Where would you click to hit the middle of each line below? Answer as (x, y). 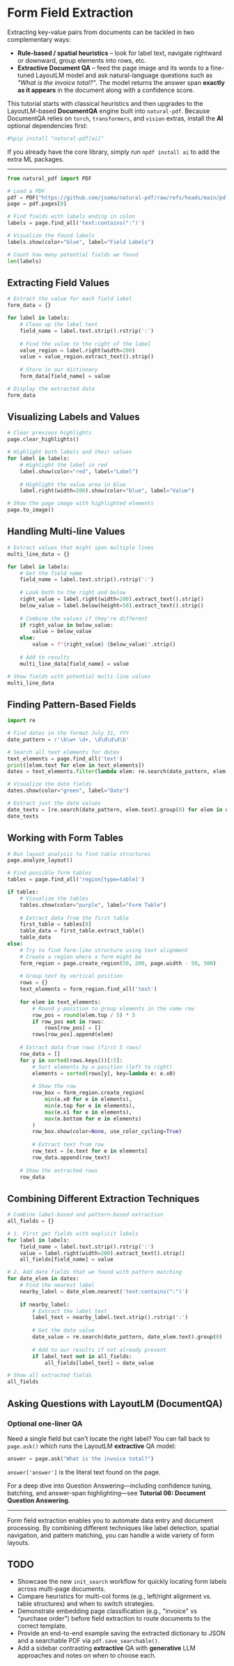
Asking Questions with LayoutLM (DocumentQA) (115, 1404)
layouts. (18, 1542)
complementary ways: (39, 39)
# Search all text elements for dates (63, 752)
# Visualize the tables (54, 898)
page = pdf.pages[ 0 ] (37, 204)
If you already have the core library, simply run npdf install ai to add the (114, 152)
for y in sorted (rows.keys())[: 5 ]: (71, 1060)
